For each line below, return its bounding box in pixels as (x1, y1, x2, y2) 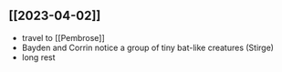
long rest (21, 51, 56, 63)
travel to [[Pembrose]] (21, 32, 106, 43)
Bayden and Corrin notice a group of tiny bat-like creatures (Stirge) (21, 42, 275, 53)
